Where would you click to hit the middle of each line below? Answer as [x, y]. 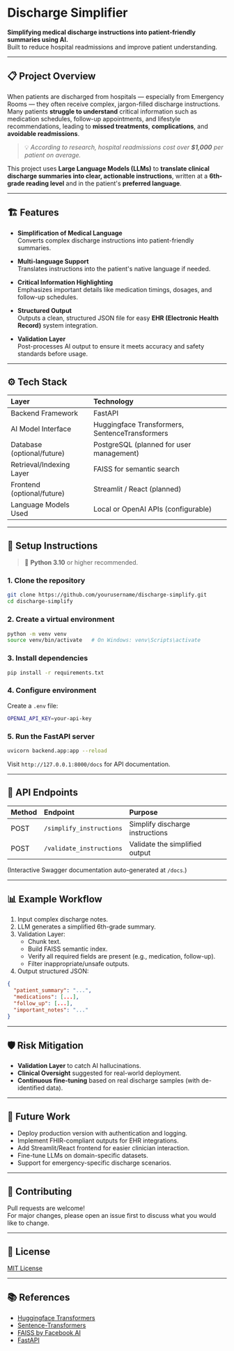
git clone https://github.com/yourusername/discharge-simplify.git [107, 595]
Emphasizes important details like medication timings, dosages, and [115, 289]
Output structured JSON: [53, 971]
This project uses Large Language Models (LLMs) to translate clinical [109, 168]
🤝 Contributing [40, 1191]
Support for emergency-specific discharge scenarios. [94, 1163]
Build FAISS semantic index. [68, 949]
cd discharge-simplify [40, 602]
